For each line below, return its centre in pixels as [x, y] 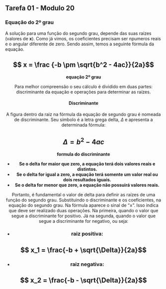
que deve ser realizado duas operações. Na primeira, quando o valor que [83, 210]
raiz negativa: [87, 264]
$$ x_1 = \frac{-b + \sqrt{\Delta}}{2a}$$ [83, 250]
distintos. [87, 169]
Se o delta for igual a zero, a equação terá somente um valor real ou [87, 174]
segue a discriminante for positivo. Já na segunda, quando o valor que [83, 216]
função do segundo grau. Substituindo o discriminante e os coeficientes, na [83, 200]
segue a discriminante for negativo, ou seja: [83, 221]
